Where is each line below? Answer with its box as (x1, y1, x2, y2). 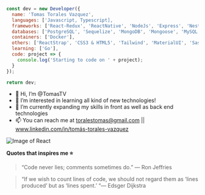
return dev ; (6, 79, 37, 86)
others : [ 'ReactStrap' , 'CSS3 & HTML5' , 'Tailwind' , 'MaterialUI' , (12, 40, 187, 46)
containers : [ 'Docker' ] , (12, 34, 75, 40)
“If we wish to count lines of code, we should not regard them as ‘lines (21, 175, 198, 183)
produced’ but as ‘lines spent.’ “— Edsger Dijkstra (21, 182, 146, 189)
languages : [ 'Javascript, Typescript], (12, 17, 113, 23)
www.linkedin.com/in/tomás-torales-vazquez (15, 125, 129, 133)
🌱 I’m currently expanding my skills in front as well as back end (15, 103, 174, 111)
